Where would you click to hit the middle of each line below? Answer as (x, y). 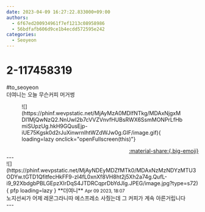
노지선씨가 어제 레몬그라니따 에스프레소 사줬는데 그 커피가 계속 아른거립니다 (96, 198)
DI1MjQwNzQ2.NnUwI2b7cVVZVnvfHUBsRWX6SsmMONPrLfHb (102, 119)
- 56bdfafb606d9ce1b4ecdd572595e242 (58, 29)
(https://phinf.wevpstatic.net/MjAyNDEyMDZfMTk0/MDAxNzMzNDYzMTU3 (101, 170)
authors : (17, 18)
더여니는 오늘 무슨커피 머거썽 (41, 94)
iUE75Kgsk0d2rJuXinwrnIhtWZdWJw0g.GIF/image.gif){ (91, 132)
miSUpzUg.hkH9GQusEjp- (55, 126)
